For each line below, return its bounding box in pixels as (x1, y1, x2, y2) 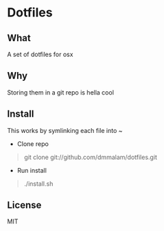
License (7, 199, 42, 211)
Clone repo (16, 139, 49, 148)
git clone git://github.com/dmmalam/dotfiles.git (23, 153, 158, 161)
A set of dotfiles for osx (7, 50, 73, 58)
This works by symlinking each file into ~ (7, 126, 123, 134)
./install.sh (23, 180, 54, 188)
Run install (16, 166, 47, 174)
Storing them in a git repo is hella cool (7, 88, 115, 97)
